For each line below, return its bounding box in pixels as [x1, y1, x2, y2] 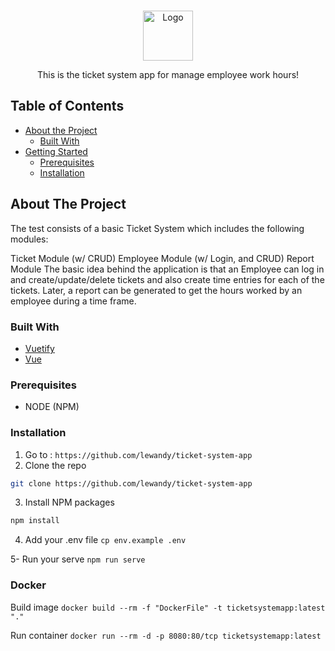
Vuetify [24, 342, 55, 354]
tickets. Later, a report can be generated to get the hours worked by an [10, 284, 303, 296]
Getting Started [24, 145, 88, 157]
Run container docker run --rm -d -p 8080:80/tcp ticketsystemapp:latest [10, 629, 322, 641]
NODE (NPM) [24, 401, 80, 413]
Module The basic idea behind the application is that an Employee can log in [10, 263, 325, 275]
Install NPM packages [24, 496, 115, 509]
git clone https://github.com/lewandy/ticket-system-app [10, 478, 253, 489]
